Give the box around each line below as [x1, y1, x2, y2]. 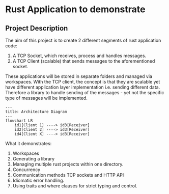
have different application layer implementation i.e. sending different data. [5, 84, 160, 90]
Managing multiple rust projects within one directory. [12, 161, 124, 167]
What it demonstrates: [5, 141, 52, 146]
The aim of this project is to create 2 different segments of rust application [5, 37, 161, 43]
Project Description [5, 24, 68, 33]
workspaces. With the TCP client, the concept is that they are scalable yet [5, 79, 160, 85]
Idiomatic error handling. [12, 177, 65, 183]
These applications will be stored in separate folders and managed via [5, 73, 153, 79]
